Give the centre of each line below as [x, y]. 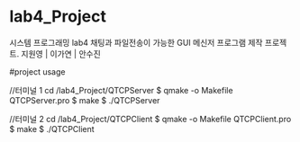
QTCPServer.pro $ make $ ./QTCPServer [85, 100]
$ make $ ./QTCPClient [52, 129]
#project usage [37, 71]
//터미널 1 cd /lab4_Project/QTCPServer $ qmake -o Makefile [121, 90]
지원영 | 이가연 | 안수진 [61, 53]
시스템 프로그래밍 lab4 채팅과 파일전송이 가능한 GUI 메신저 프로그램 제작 [136, 42]
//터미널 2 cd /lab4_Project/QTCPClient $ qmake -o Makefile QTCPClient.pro [150, 119]
